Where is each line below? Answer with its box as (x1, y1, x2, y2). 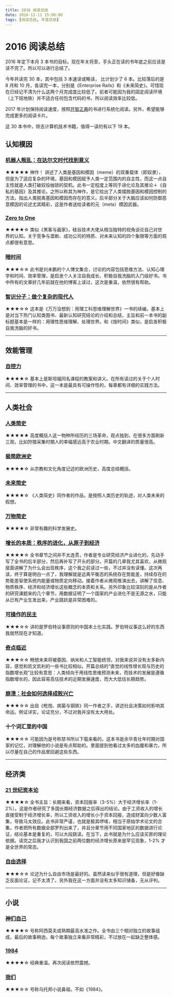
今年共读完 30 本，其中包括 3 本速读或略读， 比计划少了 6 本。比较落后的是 (5, 76, 165, 82)
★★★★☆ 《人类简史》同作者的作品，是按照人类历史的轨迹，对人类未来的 (5, 492, 165, 498)
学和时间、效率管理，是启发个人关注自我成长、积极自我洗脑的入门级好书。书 (5, 272, 167, 278)
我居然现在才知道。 (5, 630, 46, 636)
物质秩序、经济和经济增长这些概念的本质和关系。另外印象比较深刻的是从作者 (5, 584, 167, 590)
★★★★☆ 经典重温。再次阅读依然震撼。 (5, 960, 93, 966)
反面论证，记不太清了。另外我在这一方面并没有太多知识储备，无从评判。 (9, 877, 162, 883)
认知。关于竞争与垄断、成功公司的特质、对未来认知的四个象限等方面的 (14, 233, 162, 239)
